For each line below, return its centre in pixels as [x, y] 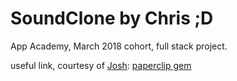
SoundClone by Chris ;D [112, 18]
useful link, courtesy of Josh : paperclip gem [101, 65]
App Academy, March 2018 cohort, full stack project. [119, 46]
